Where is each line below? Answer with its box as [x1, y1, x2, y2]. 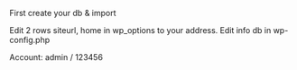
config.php [9, 35, 51, 45]
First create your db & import [9, 8, 116, 18]
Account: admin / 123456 [9, 52, 104, 62]
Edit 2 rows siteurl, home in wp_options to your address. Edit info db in [9, 25, 272, 35]
